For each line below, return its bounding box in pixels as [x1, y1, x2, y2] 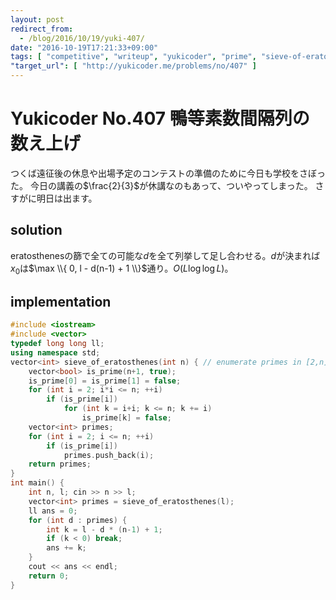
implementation [10, 293, 112, 310]
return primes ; [28, 459, 92, 470]
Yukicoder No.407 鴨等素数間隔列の [10, 107, 310, 130]
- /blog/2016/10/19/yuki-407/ [19, 33, 145, 43]
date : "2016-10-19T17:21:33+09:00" [10, 42, 159, 53]
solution [10, 222, 63, 239]
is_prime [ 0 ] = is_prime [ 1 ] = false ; [28, 376, 182, 386]
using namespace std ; [10, 347, 101, 358]
